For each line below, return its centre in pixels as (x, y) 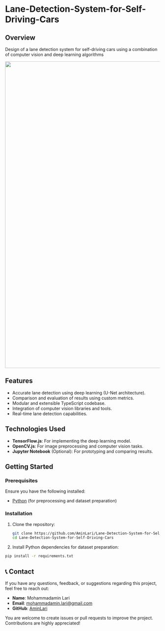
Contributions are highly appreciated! (43, 623)
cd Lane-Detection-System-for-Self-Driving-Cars (63, 538)
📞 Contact (20, 571)
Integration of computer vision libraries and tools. (62, 408)
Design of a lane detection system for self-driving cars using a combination (81, 49)
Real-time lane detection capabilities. (50, 414)
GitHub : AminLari (30, 608)
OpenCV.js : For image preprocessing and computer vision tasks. (78, 446)
